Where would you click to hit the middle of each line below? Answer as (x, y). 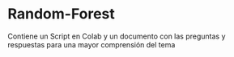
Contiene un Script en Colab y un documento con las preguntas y (117, 36)
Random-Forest (61, 14)
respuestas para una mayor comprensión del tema (91, 44)
